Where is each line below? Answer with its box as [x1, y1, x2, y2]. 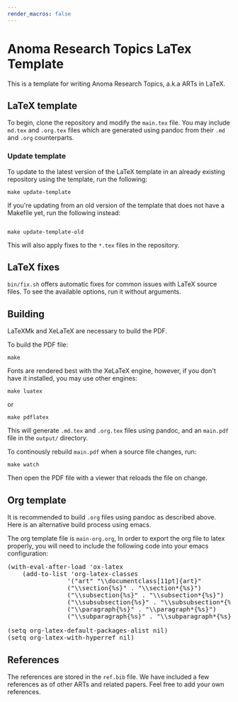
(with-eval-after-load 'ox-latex [7, 563, 124, 571]
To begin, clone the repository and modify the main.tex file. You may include [7, 118, 230, 127]
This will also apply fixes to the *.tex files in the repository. [7, 241, 180, 249]
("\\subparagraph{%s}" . [67, 613, 154, 621]
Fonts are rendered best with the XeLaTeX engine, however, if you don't [7, 367, 216, 375]
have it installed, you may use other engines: [7, 374, 138, 383]
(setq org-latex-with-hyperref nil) [7, 634, 135, 642]
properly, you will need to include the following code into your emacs [7, 542, 209, 551]
